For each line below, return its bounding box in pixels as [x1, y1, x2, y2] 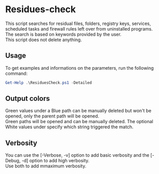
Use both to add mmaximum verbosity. [5, 163, 86, 169]
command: [5, 70, 28, 76]
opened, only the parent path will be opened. [5, 113, 100, 119]
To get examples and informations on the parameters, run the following [5, 65, 154, 71]
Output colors [5, 94, 50, 103]
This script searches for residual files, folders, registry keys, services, [5, 20, 151, 26]
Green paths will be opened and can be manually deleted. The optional [5, 119, 153, 125]
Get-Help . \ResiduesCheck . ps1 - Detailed [5, 80, 92, 85]
